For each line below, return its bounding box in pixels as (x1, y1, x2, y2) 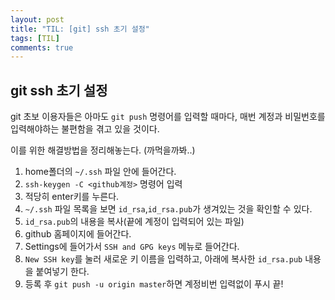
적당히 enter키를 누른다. (24, 191, 120, 203)
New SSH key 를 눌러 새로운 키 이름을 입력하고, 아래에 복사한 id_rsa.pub (24, 253, 303, 265)
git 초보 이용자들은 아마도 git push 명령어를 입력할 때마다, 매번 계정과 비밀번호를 (10, 111, 326, 123)
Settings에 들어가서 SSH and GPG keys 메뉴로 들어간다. (24, 241, 240, 253)
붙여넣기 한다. (35, 266, 90, 278)
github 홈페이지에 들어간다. (24, 228, 132, 240)
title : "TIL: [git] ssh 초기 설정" (10, 24, 150, 34)
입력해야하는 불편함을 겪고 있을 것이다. (10, 123, 160, 135)
